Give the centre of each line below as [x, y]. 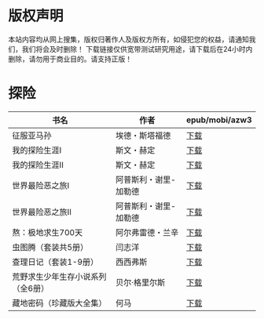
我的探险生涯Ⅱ [38, 165]
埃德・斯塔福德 [143, 136]
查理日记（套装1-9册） [55, 262]
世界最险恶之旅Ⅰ [41, 185]
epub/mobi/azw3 [219, 120]
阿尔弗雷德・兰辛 [147, 232]
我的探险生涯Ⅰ [37, 150]
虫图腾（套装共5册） [50, 247]
